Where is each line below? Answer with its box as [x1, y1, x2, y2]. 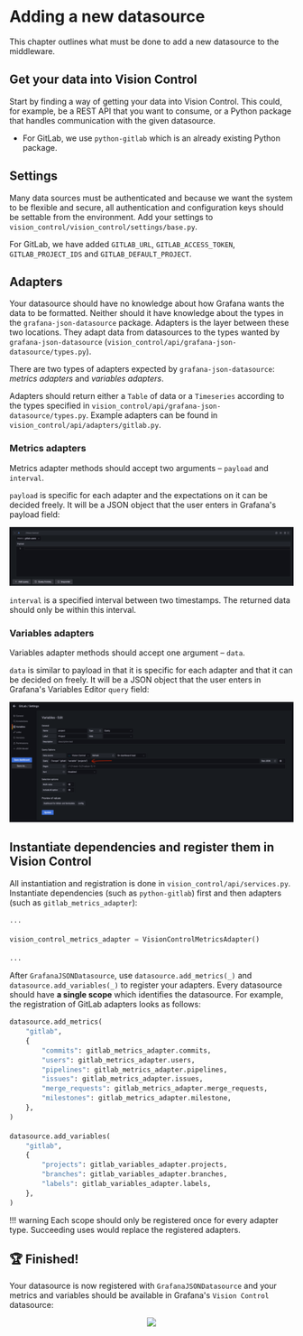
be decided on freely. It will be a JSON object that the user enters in [9, 674, 262, 685]
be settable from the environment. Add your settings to [9, 211, 214, 222]
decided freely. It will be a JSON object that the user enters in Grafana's [9, 499, 277, 510]
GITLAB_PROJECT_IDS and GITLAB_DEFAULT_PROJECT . [9, 248, 192, 259]
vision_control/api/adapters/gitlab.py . [9, 420, 161, 431]
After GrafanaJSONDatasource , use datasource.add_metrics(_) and [9, 970, 252, 981]
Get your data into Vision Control [9, 72, 197, 88]
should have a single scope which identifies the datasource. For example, [9, 989, 284, 1000]
